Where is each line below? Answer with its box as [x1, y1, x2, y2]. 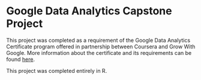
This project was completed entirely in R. [6, 67, 107, 74]
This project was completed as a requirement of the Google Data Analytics [6, 36, 191, 44]
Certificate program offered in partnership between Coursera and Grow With [6, 43, 196, 50]
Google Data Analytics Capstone [6, 4, 172, 18]
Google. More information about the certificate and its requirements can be [6, 49, 192, 56]
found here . [6, 56, 35, 63]
